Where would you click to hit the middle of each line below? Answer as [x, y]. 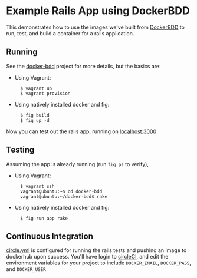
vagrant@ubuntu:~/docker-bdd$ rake [64, 196]
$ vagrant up [36, 88]
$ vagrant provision [45, 93]
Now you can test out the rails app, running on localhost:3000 [81, 131]
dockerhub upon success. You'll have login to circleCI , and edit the [87, 257]
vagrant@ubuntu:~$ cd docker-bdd [61, 191]
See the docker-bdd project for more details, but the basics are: [83, 66]
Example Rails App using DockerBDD [98, 11]
